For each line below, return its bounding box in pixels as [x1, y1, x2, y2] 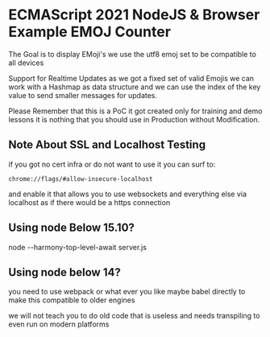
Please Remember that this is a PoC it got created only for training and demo [8, 106, 263, 116]
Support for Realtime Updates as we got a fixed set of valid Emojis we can [8, 73, 255, 83]
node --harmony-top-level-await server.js [8, 242, 147, 252]
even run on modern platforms [8, 319, 110, 329]
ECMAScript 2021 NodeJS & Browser [8, 6, 260, 24]
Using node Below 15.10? [8, 221, 135, 235]
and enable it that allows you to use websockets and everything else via [8, 189, 247, 199]
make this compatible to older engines [8, 295, 135, 305]
